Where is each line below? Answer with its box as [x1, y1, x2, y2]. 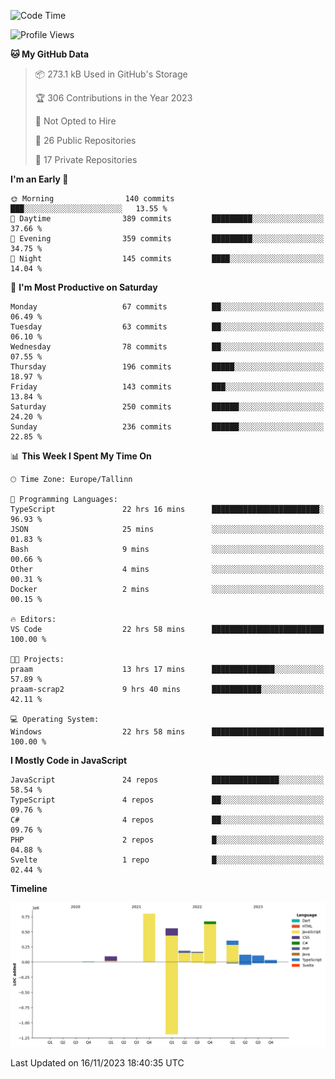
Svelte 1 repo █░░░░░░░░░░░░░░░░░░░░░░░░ [10, 855, 325, 865]
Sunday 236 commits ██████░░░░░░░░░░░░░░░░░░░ [10, 422, 325, 432]
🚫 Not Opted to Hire [34, 115, 117, 127]
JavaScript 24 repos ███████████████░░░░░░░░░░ [10, 775, 325, 785]
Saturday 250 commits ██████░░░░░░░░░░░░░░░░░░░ [10, 402, 325, 412]
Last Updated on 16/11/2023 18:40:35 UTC [10, 1057, 185, 1069]
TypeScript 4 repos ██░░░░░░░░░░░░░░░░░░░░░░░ [10, 795, 325, 805]
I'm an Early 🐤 [10, 173, 69, 185]
